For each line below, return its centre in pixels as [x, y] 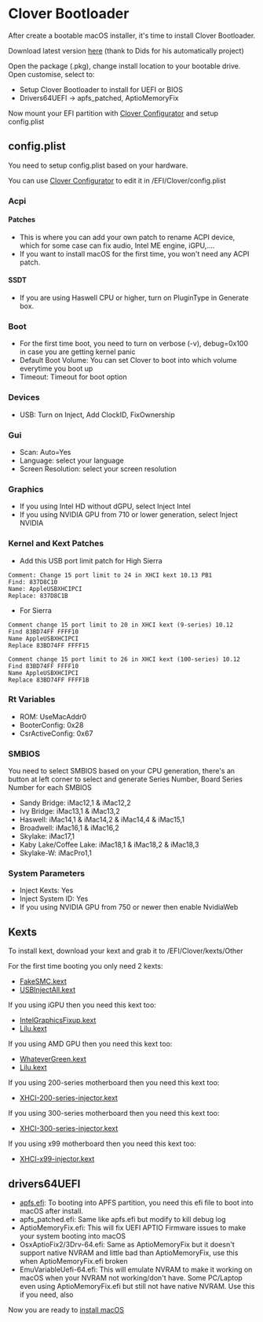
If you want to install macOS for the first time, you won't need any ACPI [134, 253]
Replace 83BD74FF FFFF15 [49, 645]
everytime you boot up [56, 369]
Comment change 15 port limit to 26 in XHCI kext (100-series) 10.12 [124, 659]
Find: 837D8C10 [33, 582]
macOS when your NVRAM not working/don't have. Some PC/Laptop [131, 1278]
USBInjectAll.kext [47, 990]
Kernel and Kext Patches [56, 544]
